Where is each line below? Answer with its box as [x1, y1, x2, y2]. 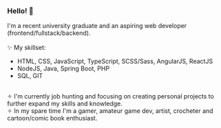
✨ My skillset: [7, 44, 46, 52]
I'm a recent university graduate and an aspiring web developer [7, 22, 187, 30]
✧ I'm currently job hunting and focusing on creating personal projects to [7, 92, 215, 101]
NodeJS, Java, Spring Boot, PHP [17, 64, 110, 73]
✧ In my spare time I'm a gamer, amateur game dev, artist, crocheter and [7, 107, 213, 115]
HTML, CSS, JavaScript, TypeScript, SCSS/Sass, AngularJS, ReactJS [17, 57, 213, 66]
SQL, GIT [17, 72, 43, 80]
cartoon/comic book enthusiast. [7, 114, 98, 123]
